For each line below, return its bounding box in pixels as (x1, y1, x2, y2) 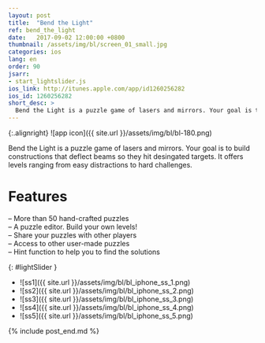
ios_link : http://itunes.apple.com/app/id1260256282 (8, 84, 185, 93)
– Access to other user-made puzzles (8, 238, 130, 248)
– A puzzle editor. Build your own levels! (8, 222, 138, 231)
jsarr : (8, 70, 30, 78)
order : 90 (8, 63, 41, 71)
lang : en (8, 56, 37, 64)
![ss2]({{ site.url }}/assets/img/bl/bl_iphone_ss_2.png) (19, 286, 195, 295)
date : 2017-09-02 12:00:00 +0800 (8, 33, 125, 42)
